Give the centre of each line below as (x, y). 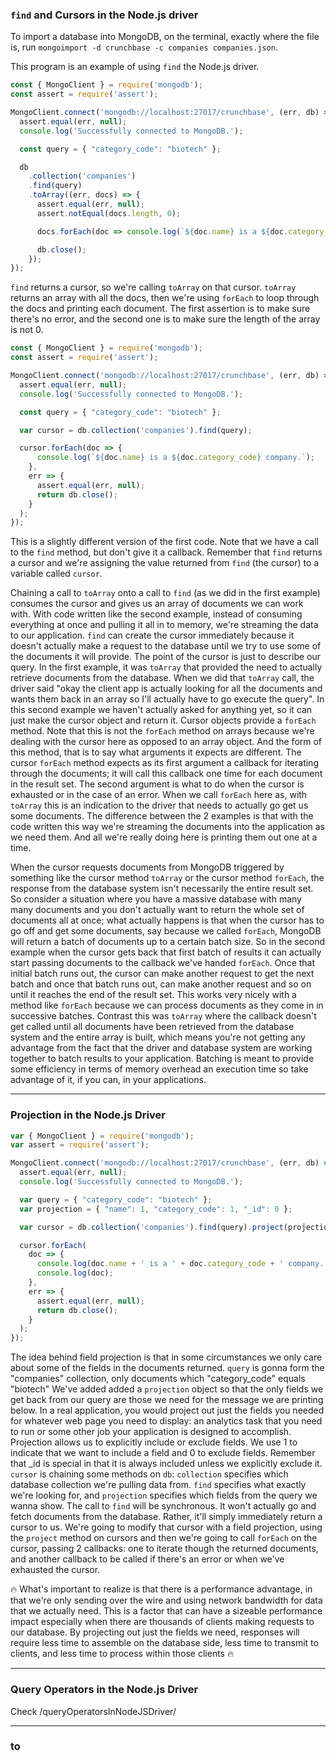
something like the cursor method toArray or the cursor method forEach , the (167, 878)
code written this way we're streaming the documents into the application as (167, 827)
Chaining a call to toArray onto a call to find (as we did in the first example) (165, 593)
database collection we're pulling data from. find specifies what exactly (158, 1485)
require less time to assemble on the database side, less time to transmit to (164, 1643)
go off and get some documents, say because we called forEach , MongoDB (166, 931)
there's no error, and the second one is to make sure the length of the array (165, 319)
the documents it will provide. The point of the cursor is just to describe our (166, 657)
